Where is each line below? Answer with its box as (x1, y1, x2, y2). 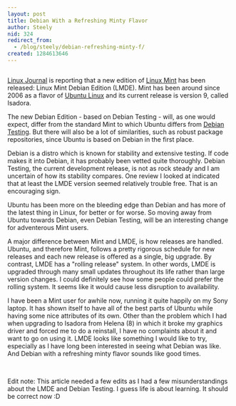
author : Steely (7, 24, 53, 31)
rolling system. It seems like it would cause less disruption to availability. (7, 282, 220, 291)
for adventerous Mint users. (7, 223, 89, 231)
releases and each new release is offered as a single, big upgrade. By (7, 252, 212, 261)
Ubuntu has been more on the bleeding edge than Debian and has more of (7, 200, 226, 209)
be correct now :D (7, 392, 61, 400)
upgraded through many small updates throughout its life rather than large (7, 267, 225, 276)
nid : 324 (7, 30, 34, 38)
